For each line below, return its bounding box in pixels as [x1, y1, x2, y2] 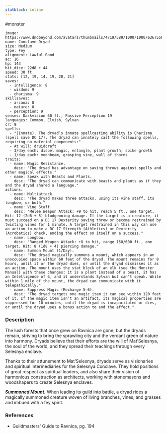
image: [5, 30, 19, 35]
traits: [5, 157, 21, 162]
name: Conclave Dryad [5, 39, 50, 44]
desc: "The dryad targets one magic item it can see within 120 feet [14, 291, 162, 296]
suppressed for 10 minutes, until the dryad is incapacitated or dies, [5, 300, 157, 305]
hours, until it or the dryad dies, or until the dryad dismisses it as [5, 261, 159, 266]
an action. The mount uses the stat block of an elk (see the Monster [5, 265, 155, 270]
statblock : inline [5, 7, 43, 12]
